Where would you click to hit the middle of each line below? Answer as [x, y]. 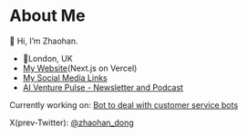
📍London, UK [47, 58]
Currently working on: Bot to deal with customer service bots [124, 104]
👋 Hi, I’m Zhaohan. [44, 41]
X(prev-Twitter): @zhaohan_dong [72, 122]
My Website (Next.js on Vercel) [80, 68]
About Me [47, 16]
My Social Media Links [65, 77]
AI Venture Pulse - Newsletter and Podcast [103, 87]
